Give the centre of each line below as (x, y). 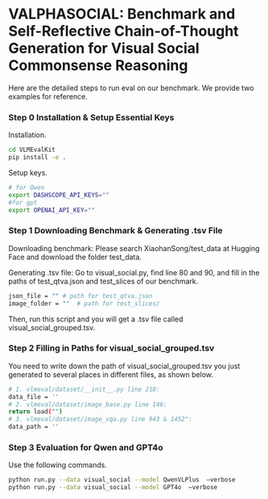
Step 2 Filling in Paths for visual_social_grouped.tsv (111, 348)
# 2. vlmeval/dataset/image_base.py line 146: (88, 405)
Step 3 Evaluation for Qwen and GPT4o (86, 447)
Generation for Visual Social (104, 48)
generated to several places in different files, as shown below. (111, 374)
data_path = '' (34, 427)
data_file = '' (34, 396)
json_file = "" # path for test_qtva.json (80, 296)
